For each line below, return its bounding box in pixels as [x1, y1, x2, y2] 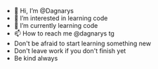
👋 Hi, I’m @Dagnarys [13, 7, 74, 15]
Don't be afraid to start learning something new [13, 39, 152, 47]
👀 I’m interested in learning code [13, 14, 108, 22]
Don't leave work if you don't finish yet [13, 47, 126, 55]
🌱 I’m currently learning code [13, 22, 98, 29]
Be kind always [13, 54, 58, 62]
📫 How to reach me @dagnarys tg [13, 29, 114, 38]
